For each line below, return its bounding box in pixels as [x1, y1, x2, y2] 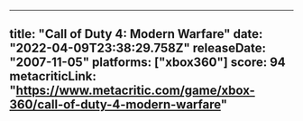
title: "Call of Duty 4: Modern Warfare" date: [9, 26, 263, 42]
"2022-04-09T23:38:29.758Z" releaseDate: [9, 41, 267, 56]
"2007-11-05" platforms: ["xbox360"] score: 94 [9, 55, 286, 70]
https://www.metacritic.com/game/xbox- [15, 83, 255, 98]
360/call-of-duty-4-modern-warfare [9, 97, 221, 113]
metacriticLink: [9, 69, 96, 84]
